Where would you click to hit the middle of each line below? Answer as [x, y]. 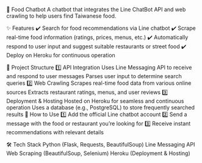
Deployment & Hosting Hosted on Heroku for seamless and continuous [95, 101]
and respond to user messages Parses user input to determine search [94, 76]
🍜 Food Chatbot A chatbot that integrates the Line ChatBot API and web [96, 9]
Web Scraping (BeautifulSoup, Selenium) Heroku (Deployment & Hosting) [98, 153]
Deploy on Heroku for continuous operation [61, 55]
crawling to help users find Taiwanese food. [61, 16]
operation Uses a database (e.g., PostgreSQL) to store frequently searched [101, 107]
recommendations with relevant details [55, 132]
